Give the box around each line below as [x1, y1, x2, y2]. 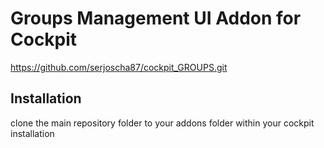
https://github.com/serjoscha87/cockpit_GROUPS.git [10, 61, 228, 73]
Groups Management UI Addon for [10, 7, 302, 30]
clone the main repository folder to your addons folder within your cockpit [10, 117, 315, 129]
